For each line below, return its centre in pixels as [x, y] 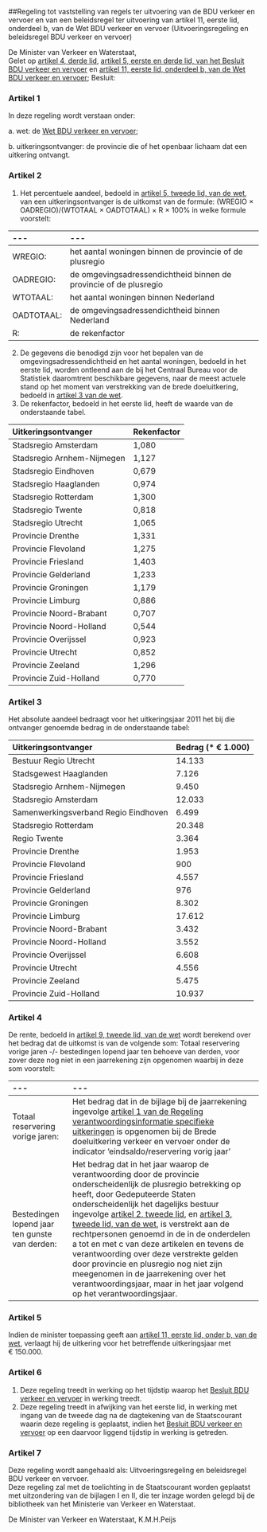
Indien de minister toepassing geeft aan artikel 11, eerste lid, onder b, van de [133, 1335]
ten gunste [32, 1234]
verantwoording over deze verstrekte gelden [155, 1254]
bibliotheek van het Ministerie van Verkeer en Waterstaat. [102, 1504]
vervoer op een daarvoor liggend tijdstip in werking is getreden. [124, 1432]
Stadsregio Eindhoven [53, 471]
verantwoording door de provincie [136, 1174]
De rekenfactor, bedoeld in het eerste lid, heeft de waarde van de [126, 403]
